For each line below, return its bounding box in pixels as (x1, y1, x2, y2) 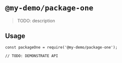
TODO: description (17, 18, 56, 23)
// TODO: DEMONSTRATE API (5, 53, 58, 58)
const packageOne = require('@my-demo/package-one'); (5, 45, 118, 50)
